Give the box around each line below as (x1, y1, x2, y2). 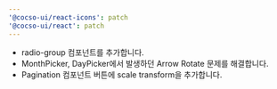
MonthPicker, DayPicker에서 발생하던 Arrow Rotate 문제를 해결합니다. (20, 58, 269, 69)
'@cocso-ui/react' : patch (8, 21, 104, 30)
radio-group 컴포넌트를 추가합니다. (20, 46, 144, 58)
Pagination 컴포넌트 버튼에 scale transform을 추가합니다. (20, 69, 223, 80)
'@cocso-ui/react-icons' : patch (8, 12, 128, 22)
